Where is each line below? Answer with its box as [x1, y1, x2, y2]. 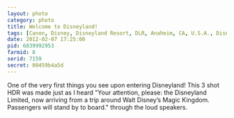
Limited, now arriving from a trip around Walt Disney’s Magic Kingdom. [7, 95, 210, 104]
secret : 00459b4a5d [7, 62, 64, 69]
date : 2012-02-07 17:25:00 [7, 36, 86, 43]
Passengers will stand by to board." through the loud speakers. [7, 103, 188, 111]
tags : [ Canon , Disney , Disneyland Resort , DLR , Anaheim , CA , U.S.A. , [7, 29, 214, 37]
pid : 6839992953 [7, 42, 54, 49]
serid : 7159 [7, 56, 42, 62]
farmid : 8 [7, 49, 36, 56]
